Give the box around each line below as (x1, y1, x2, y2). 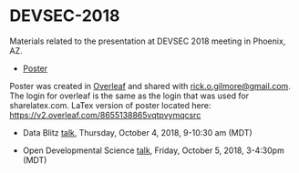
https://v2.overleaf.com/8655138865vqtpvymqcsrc (9, 109, 201, 120)
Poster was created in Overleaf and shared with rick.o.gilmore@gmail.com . (9, 80, 292, 91)
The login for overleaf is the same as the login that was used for (9, 90, 249, 101)
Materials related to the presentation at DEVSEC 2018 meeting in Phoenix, (9, 36, 286, 46)
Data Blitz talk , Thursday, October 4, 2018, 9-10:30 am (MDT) (22, 127, 253, 137)
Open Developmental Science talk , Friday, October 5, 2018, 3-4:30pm (22, 145, 284, 156)
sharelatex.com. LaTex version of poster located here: (9, 99, 211, 110)
